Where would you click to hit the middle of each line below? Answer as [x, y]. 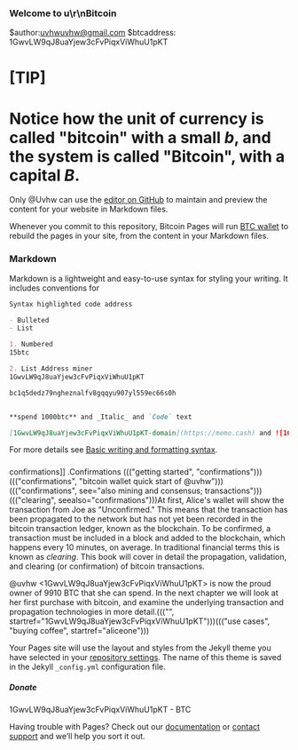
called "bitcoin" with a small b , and [141, 137]
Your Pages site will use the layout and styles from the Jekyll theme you [141, 648]
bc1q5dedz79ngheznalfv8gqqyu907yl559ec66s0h [93, 393]
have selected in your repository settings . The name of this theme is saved [145, 658]
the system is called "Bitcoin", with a [147, 156]
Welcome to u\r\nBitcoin [63, 13]
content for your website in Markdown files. [89, 209]
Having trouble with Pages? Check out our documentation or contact [134, 727]
